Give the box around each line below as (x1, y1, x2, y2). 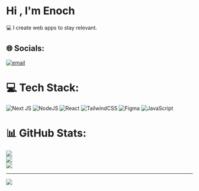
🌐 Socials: (6, 43, 45, 54)
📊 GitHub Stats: (6, 126, 87, 140)
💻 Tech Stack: (6, 81, 79, 94)
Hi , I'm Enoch (6, 4, 75, 18)
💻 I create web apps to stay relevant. (6, 24, 98, 31)
